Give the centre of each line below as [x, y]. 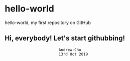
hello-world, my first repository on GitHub [48, 22]
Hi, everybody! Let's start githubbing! [65, 38]
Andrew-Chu [70, 50]
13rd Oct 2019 [73, 54]
